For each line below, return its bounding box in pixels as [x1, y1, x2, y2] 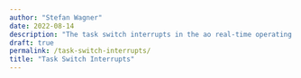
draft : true [9, 38, 54, 48]
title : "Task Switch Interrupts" [9, 55, 135, 64]
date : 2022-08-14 [9, 22, 75, 30]
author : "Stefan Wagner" [9, 13, 103, 22]
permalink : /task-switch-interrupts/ [9, 47, 151, 56]
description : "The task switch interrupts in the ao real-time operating [9, 30, 293, 39]
